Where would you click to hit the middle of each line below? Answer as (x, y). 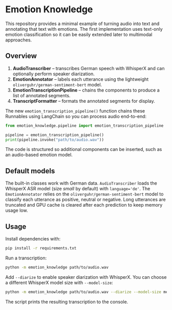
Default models (30, 171)
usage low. (17, 210)
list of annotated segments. (41, 95)
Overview (21, 56)
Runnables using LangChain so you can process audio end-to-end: (76, 116)
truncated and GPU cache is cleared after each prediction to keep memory (84, 205)
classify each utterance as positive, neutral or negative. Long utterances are (85, 200)
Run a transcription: (26, 258)
